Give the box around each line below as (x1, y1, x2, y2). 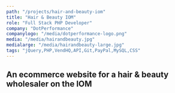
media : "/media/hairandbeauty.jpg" (6, 36, 95, 42)
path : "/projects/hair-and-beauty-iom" (6, 8, 106, 15)
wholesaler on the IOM (6, 79, 92, 89)
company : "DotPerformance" (6, 25, 74, 32)
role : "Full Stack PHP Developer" (6, 20, 93, 26)
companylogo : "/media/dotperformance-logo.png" (6, 31, 128, 37)
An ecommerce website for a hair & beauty (6, 70, 169, 80)
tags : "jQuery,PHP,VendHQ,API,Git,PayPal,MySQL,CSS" (6, 48, 141, 54)
